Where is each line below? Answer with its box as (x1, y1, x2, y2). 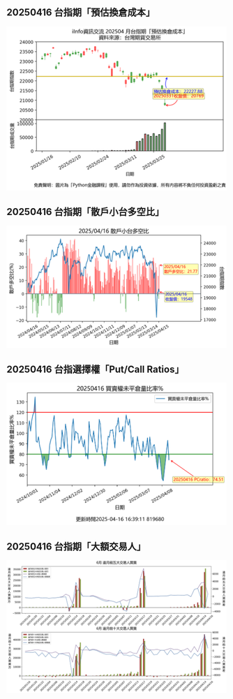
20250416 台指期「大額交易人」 (6, 540, 146, 552)
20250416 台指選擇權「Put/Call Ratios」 (6, 363, 184, 375)
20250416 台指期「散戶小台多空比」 (6, 206, 165, 218)
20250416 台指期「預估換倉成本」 (6, 6, 155, 19)
